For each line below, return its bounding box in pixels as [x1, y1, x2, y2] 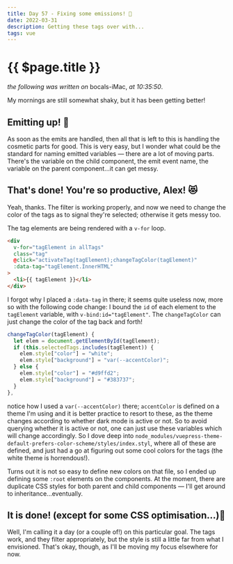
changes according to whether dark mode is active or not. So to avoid [7, 416, 207, 425]
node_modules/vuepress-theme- [135, 432, 223, 439]
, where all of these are [150, 439, 216, 447]
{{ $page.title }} [7, 60, 101, 75]
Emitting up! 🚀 [7, 116, 70, 128]
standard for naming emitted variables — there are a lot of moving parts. [7, 150, 214, 157]
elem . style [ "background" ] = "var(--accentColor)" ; [19, 357, 170, 364]
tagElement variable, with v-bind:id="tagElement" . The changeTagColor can [7, 310, 221, 318]
